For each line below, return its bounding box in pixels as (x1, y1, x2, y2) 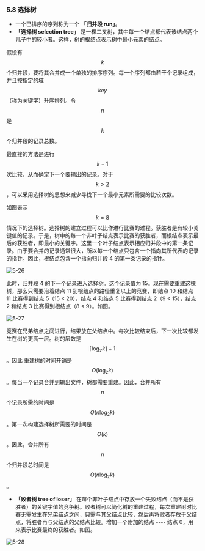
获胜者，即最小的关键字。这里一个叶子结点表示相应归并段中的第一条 (16, 240, 188, 247)
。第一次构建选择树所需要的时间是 (6, 420, 92, 427)
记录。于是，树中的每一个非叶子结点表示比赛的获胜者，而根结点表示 (22, 232, 193, 239)
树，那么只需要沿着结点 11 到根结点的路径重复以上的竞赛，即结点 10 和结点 (6, 287, 193, 295)
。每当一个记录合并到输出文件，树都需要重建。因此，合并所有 (6, 378, 162, 386)
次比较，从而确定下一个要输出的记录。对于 (6, 171, 113, 178)
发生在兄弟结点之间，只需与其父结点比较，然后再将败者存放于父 (31, 511, 192, 518)
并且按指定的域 (6, 76, 44, 84)
